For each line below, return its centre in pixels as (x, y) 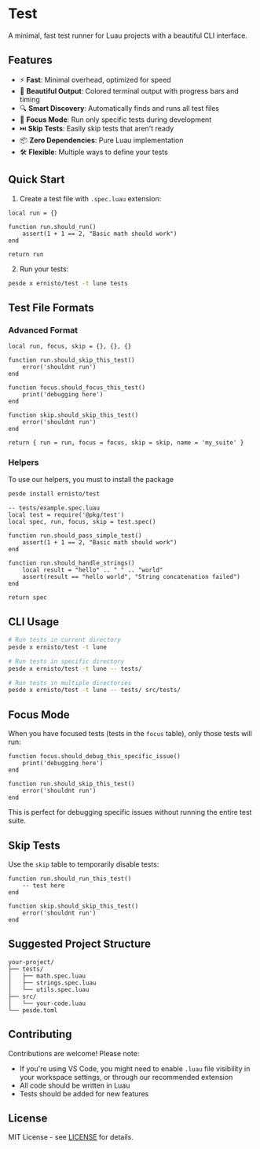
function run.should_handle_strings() (71, 563)
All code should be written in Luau (75, 1085)
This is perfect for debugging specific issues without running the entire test (130, 812)
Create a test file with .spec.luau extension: (90, 198)
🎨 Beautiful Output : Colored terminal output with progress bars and (129, 90)
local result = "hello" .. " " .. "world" (93, 570)
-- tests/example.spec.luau (54, 508)
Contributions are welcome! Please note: (74, 1053)
